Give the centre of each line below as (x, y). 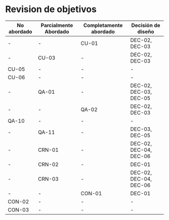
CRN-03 (48, 179)
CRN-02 (48, 164)
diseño (146, 31)
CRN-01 (48, 150)
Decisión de (146, 25)
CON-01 (91, 193)
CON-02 (18, 201)
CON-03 (18, 209)
